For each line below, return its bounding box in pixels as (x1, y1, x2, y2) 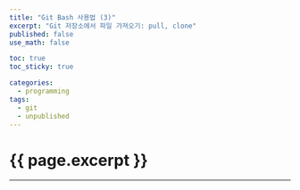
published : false (9, 29, 74, 38)
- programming (17, 87, 70, 95)
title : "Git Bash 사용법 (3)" (9, 12, 116, 22)
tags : (9, 95, 29, 103)
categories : (9, 78, 54, 87)
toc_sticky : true (9, 62, 74, 71)
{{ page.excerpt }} (9, 150, 149, 170)
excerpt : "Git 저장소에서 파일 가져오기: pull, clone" (9, 21, 197, 30)
